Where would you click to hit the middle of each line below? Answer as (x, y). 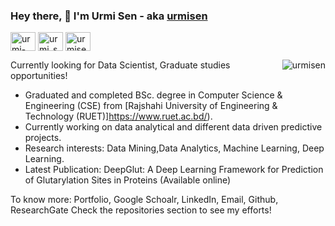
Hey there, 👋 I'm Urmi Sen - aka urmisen (109, 16)
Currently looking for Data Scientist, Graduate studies (120, 65)
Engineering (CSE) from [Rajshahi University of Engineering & (151, 106)
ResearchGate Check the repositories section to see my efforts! (141, 210)
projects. (43, 138)
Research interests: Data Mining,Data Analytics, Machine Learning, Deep (174, 148)
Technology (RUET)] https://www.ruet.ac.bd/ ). (118, 116)
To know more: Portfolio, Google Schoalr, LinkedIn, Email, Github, (144, 200)
